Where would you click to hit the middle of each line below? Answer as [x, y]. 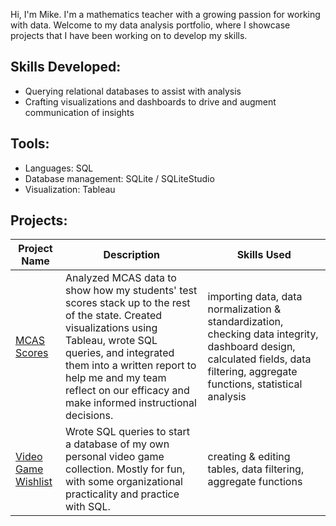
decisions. [89, 416]
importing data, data [255, 297]
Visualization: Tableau [70, 189]
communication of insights [79, 112]
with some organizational [124, 482]
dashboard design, [251, 347]
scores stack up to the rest [128, 303]
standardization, [245, 322]
